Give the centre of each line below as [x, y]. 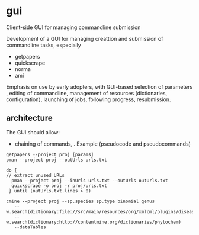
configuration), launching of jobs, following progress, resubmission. [89, 99]
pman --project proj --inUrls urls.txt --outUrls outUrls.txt [90, 181]
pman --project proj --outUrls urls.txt [57, 160]
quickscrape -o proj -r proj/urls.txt [60, 186]
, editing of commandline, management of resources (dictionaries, [87, 93]
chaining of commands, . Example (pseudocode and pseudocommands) [103, 144]
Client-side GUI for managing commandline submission [73, 27]
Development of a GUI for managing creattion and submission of [85, 38]
